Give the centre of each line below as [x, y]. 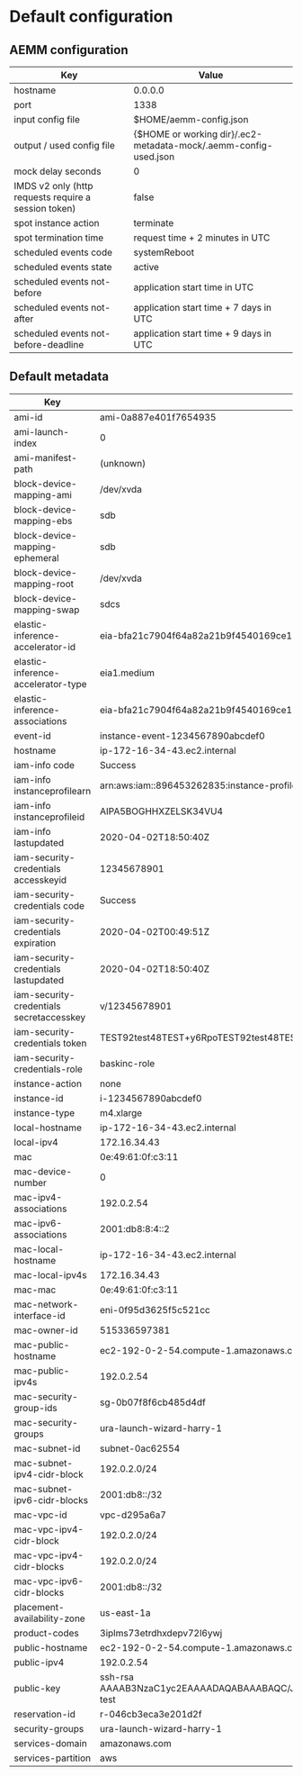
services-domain [50, 1743]
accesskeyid [40, 880]
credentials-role [49, 1069]
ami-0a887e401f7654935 [158, 417]
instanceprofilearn [53, 791]
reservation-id [45, 1714]
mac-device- [43, 1171]
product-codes [46, 1633]
